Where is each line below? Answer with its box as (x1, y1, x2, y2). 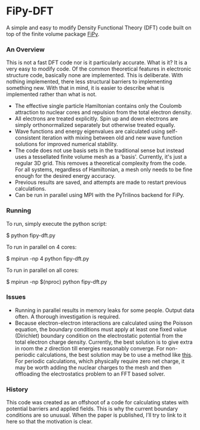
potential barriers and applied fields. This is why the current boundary (6, 405, 178, 413)
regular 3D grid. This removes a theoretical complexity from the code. (14, 160, 187, 167)
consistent (14, 134, 41, 141)
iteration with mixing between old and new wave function (42, 134, 183, 141)
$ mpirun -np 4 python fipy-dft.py (6, 255, 90, 262)
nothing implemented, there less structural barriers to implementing (6, 78, 173, 85)
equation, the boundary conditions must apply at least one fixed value (14, 325, 187, 333)
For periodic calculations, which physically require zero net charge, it (14, 358, 185, 365)
